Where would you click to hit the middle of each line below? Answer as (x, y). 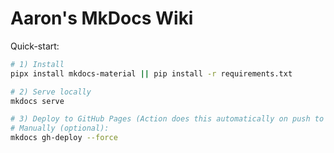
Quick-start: (35, 46)
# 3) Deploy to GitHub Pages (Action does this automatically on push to (167, 119)
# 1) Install (37, 64)
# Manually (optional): (60, 128)
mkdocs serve (37, 101)
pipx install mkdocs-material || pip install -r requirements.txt (151, 73)
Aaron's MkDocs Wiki (102, 18)
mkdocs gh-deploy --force (64, 138)
